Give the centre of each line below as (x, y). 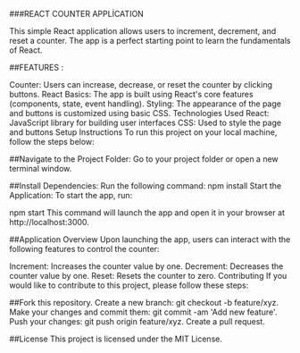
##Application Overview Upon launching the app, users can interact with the (150, 240)
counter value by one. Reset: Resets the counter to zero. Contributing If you (148, 276)
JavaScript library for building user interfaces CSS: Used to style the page (146, 122)
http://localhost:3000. (49, 222)
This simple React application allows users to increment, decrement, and (143, 31)
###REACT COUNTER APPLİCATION (77, 14)
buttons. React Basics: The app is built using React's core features (131, 94)
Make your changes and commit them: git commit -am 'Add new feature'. (143, 312)
